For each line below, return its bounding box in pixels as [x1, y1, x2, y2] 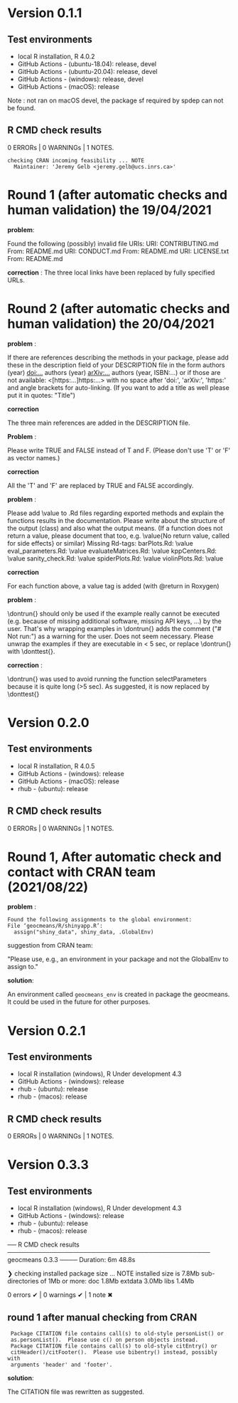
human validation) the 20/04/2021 [7, 315, 215, 332]
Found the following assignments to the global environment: [7, 916, 193, 923]
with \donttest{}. [7, 647, 55, 655]
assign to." [7, 963, 39, 971]
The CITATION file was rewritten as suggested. [7, 1387, 144, 1396]
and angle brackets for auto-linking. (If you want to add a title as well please [7, 383, 229, 392]
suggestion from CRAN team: [7, 941, 94, 950]
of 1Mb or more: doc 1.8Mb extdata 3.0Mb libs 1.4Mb [40, 1277, 194, 1286]
